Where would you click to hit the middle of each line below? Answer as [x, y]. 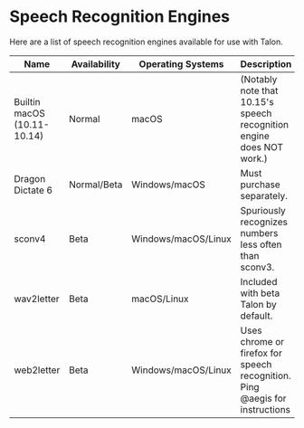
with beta [260, 293]
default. [256, 316]
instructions [266, 409]
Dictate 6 [33, 190]
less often [261, 244]
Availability [95, 63]
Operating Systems [181, 63]
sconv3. [257, 267]
